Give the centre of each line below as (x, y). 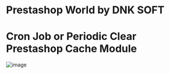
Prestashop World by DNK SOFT (85, 10)
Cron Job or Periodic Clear (71, 37)
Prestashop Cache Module (72, 49)
